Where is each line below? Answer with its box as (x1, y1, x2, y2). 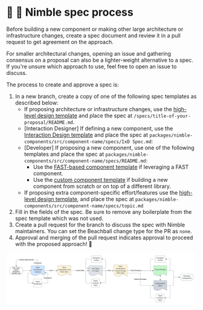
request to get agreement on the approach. (6, 38, 114, 45)
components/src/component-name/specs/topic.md (24, 202, 144, 209)
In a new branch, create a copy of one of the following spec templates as (14, 92, 197, 100)
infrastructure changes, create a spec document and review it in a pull (6, 31, 181, 39)
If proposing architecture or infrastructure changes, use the (24, 105, 172, 112)
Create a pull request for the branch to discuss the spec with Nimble (14, 221, 185, 228)
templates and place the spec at (24, 150, 105, 158)
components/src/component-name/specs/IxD (24, 138, 130, 144)
